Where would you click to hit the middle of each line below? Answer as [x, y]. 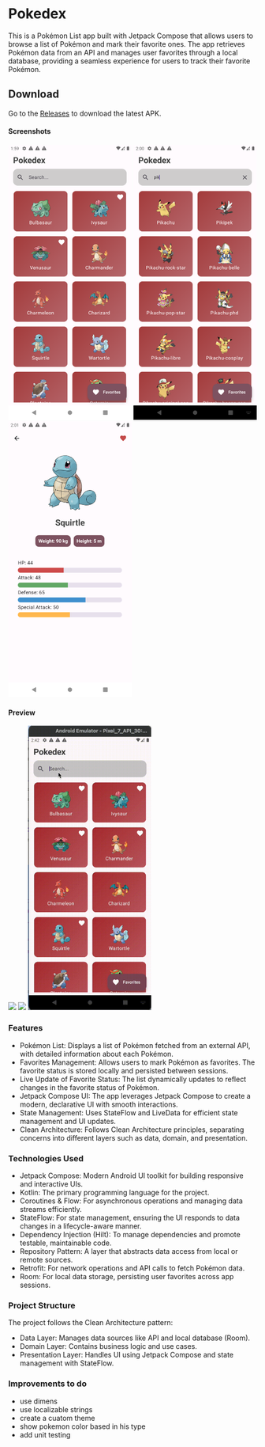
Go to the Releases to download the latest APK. [85, 113]
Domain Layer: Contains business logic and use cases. [108, 1346]
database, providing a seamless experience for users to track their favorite [129, 61]
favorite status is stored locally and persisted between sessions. [124, 1070]
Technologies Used [46, 1158]
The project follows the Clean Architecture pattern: [91, 1323]
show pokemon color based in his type [82, 1426]
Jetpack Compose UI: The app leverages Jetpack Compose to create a [135, 1096]
